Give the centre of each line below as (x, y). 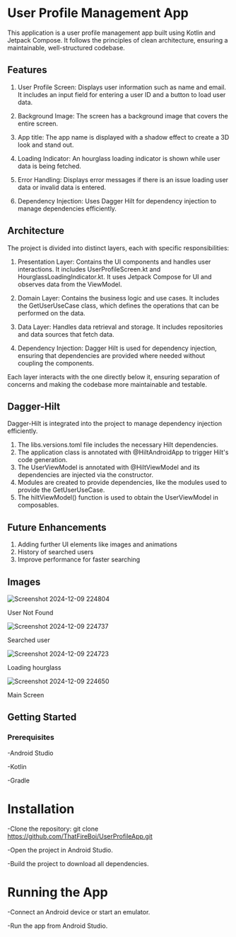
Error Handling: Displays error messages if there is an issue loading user (123, 179)
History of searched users (55, 552)
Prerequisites (31, 737)
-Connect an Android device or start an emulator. (79, 911)
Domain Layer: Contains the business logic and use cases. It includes (118, 298)
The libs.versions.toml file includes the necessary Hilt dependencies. (118, 445)
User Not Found (30, 612)
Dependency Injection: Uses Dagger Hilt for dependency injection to (117, 201)
